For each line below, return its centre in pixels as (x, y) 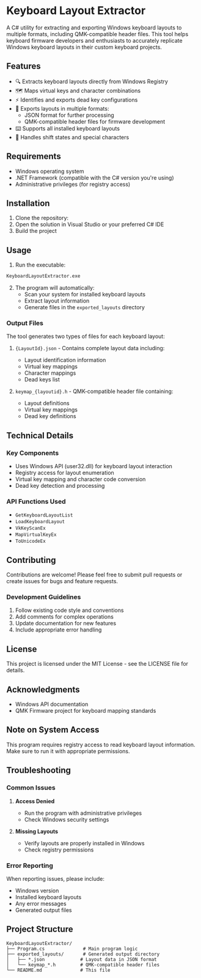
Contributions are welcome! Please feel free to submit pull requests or (94, 575)
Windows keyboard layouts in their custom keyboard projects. (84, 47)
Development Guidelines (44, 597)
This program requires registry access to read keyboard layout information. (101, 745)
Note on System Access (53, 730)
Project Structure (40, 929)
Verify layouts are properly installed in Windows (84, 843)
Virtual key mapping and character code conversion (80, 479)
